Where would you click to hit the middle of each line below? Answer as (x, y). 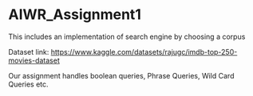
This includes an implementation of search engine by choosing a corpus (127, 36)
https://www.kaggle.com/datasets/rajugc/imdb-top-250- (144, 52)
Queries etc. (29, 84)
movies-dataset (34, 60)
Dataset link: (29, 52)
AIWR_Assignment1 (75, 15)
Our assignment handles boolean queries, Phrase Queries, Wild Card (121, 75)
